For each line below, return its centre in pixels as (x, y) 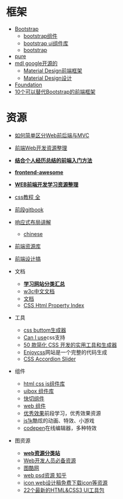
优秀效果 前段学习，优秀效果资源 (62, 413)
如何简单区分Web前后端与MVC (52, 135)
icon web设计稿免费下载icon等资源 (65, 482)
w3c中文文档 (39, 291)
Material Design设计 (48, 78)
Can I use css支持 (44, 337)
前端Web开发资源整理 (41, 148)
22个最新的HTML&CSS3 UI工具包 (64, 490)
